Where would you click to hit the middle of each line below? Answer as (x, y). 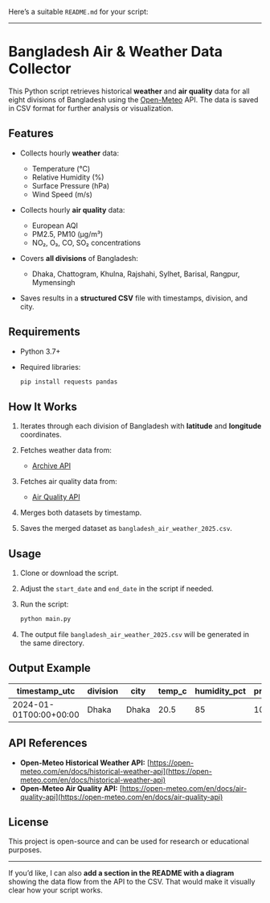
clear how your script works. (55, 890)
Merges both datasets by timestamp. (81, 513)
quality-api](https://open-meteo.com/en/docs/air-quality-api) (121, 797)
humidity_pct (221, 690)
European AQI (55, 226)
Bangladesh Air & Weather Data (116, 52)
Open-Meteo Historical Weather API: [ (85, 762)
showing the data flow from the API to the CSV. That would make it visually (132, 882)
